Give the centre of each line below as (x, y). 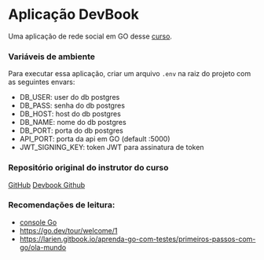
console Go (38, 222)
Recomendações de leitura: (62, 205)
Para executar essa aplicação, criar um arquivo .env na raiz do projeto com (130, 74)
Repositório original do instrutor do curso (88, 168)
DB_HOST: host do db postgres (70, 114)
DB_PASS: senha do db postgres (72, 106)
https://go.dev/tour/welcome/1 (68, 230)
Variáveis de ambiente (52, 57)
